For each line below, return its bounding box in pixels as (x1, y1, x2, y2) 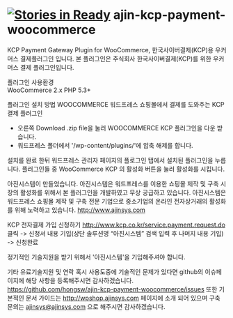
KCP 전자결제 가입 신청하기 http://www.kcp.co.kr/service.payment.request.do (7, 220, 226, 229)
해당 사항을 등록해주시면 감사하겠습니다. (25, 276, 134, 285)
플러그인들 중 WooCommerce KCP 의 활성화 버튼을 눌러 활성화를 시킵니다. (22, 165, 225, 173)
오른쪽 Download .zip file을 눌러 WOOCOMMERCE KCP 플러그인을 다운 (17, 123, 216, 132)
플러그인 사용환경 (7, 77, 54, 86)
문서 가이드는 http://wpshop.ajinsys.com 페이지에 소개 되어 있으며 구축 (25, 294, 220, 302)
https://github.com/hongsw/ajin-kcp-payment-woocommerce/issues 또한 (7, 285, 218, 293)
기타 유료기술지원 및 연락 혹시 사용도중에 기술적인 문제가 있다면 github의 (7, 267, 204, 275)
